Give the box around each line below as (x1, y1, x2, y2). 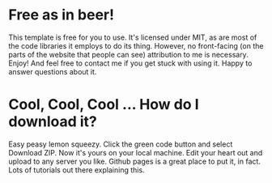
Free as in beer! (8, 6, 115, 24)
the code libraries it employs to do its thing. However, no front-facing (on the (8, 40, 264, 50)
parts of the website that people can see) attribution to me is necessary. (8, 49, 249, 59)
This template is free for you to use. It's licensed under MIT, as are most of (8, 32, 257, 42)
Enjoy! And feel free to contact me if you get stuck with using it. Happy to (8, 58, 253, 68)
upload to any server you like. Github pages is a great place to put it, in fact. (8, 156, 261, 166)
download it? (8, 113, 97, 131)
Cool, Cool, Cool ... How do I (8, 96, 200, 114)
